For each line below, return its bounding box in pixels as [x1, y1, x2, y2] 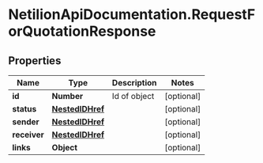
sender [12, 116, 39, 127]
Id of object [111, 91, 155, 101]
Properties [8, 54, 62, 67]
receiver [12, 129, 45, 140]
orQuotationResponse [8, 22, 156, 40]
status [12, 104, 37, 114]
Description [111, 78, 157, 88]
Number [51, 91, 84, 101]
